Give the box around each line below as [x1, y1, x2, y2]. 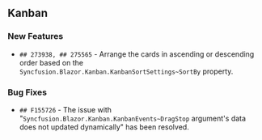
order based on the [19, 57, 84, 67]
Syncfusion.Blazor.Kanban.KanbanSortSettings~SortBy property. [19, 66, 234, 76]
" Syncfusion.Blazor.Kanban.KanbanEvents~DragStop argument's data [19, 113, 247, 123]
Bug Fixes [7, 87, 48, 98]
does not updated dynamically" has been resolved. [19, 121, 189, 132]
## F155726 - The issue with [19, 104, 112, 114]
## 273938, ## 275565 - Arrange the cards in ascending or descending [19, 49, 255, 59]
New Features [7, 31, 64, 42]
